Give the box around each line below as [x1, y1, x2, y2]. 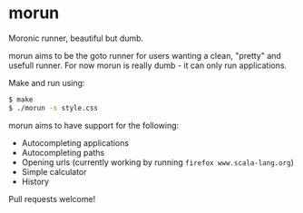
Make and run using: [8, 77, 85, 88]
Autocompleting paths [21, 147, 105, 158]
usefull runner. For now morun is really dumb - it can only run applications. [8, 60, 288, 71]
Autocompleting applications [21, 137, 129, 148]
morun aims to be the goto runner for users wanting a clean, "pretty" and [8, 50, 282, 61]
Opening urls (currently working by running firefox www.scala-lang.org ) [21, 157, 294, 168]
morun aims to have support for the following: [8, 120, 180, 131]
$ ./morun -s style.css [8, 103, 99, 112]
